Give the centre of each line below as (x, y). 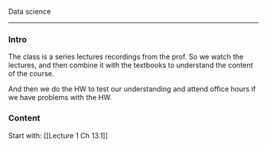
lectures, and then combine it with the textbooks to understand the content (131, 65)
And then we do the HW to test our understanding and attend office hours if (132, 89)
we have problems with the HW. (60, 98)
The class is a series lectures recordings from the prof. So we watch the (126, 57)
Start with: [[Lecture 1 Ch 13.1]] (58, 135)
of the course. (31, 74)
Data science (30, 12)
